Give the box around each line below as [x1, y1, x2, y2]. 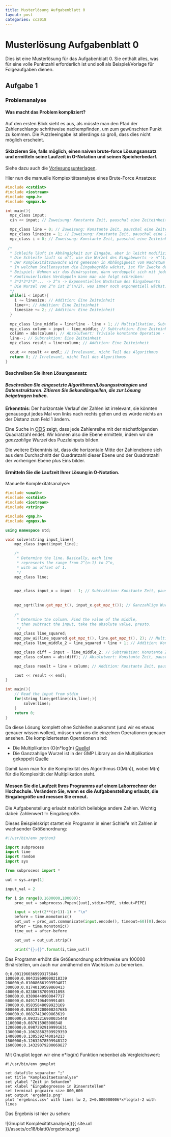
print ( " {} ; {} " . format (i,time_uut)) [14, 947, 90, 952]
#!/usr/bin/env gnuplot [5, 1061, 56, 1067]
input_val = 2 [5, 886, 36, 892]
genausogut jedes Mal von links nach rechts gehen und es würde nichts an [5, 411, 162, 417]
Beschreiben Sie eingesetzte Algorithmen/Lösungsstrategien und [5, 381, 148, 387]
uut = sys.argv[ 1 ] [5, 877, 44, 882]
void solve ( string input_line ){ [5, 537, 74, 542]
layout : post [5, 12, 33, 17]
